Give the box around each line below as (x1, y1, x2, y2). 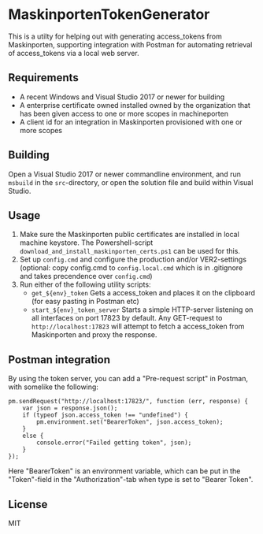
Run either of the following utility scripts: (19, 280, 151, 289)
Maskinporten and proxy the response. (31, 330, 157, 339)
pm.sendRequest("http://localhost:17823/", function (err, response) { (8, 398, 248, 406)
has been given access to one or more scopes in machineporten (19, 109, 228, 118)
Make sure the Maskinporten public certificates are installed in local (19, 230, 240, 239)
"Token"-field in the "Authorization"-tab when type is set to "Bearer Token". (8, 475, 254, 484)
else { (22, 432, 44, 440)
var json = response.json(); (22, 404, 118, 413)
